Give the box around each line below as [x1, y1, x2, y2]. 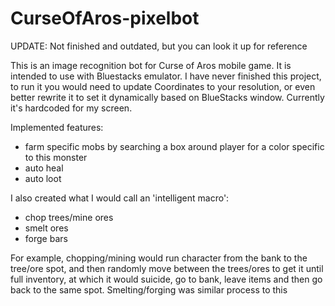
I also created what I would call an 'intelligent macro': [10, 192, 230, 204]
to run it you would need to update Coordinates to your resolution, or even [10, 80, 316, 92]
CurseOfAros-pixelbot [10, 7, 200, 30]
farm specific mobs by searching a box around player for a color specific [24, 140, 325, 152]
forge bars [24, 232, 68, 244]
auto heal [24, 162, 64, 174]
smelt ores [24, 222, 69, 234]
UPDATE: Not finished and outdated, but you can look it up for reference [10, 40, 308, 52]
